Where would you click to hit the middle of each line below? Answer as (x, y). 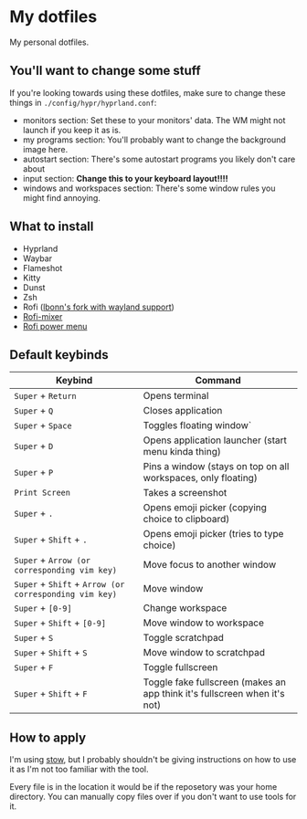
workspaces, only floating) (200, 478)
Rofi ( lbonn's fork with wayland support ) (99, 307)
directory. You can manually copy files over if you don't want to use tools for (153, 797)
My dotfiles (53, 17)
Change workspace (185, 608)
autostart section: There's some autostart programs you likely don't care (159, 159)
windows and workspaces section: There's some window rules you (149, 188)
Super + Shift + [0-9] (60, 623)
